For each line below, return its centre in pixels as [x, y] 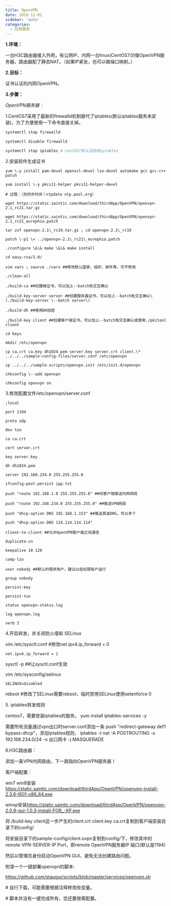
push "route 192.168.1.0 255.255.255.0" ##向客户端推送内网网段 [71, 494]
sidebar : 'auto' [23, 19]
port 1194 [16, 412]
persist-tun [18, 596]
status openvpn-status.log [34, 605]
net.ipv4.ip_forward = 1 [32, 654]
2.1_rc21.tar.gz [23, 208]
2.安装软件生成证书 [25, 161]
